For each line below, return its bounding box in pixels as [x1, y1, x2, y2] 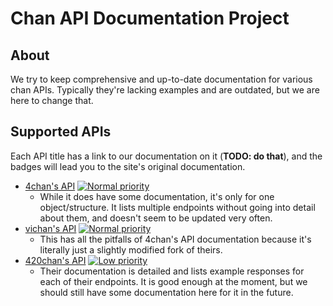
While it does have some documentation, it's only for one [39, 190, 275, 202]
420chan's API [24, 254, 87, 266]
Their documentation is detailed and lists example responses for [39, 265, 305, 277]
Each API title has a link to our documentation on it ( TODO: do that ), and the [10, 150, 323, 162]
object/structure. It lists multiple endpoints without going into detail [39, 201, 316, 213]
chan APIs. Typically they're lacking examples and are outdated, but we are [10, 84, 320, 96]
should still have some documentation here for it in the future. [39, 286, 294, 298]
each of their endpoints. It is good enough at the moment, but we [39, 275, 308, 287]
